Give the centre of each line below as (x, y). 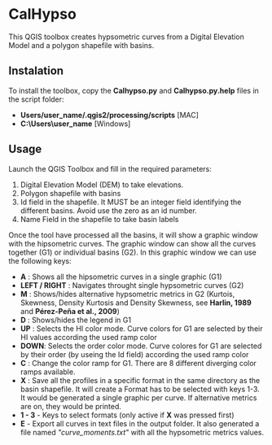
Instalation (36, 71)
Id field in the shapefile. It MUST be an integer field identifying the (131, 202)
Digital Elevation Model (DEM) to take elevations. (102, 185)
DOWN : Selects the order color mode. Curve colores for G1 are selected (141, 346)
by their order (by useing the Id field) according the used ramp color (134, 354)
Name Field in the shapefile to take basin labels (99, 219)
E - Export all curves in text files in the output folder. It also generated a (140, 423)
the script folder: (36, 99)
